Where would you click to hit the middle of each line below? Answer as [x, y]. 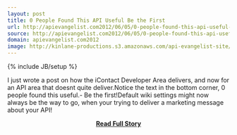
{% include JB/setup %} [42, 66]
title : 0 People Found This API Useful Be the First [86, 20]
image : [17, 46]
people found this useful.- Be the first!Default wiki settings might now [108, 95]
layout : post [26, 14]
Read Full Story [119, 123]
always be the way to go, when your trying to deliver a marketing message [116, 102]
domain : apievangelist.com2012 [53, 40]
